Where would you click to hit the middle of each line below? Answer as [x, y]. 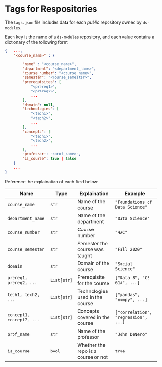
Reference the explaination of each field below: [52, 181]
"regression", [131, 317]
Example [135, 193]
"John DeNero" [131, 334]
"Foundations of [134, 202]
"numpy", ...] [131, 299]
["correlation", [134, 312]
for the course [93, 283]
